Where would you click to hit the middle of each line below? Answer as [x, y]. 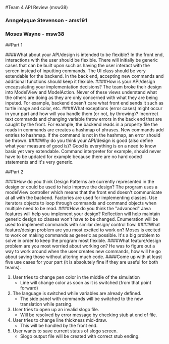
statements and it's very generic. [40, 162]
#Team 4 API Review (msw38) [37, 7]
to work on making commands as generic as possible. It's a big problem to [83, 235]
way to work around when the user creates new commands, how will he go [83, 252]
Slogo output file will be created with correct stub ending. [80, 336]
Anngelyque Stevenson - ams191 [46, 20]
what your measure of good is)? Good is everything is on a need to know [81, 146]
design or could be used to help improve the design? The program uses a [81, 187]
